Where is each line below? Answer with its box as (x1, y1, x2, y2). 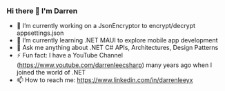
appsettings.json (16, 29, 64, 37)
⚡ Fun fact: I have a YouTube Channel (16, 51, 124, 60)
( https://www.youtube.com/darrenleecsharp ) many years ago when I (16, 61, 212, 69)
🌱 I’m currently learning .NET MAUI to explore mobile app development (16, 36, 218, 44)
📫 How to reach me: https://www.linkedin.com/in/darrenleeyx (16, 76, 193, 84)
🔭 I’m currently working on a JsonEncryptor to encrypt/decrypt (16, 22, 196, 30)
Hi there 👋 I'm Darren (6, 6, 78, 16)
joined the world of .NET (16, 68, 86, 77)
